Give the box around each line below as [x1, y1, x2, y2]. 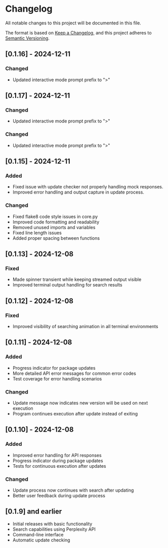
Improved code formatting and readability [12, 219, 100, 225]
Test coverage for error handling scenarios [12, 375, 102, 381]
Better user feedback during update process [12, 492, 105, 498]
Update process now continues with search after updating [12, 487, 134, 493]
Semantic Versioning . [5, 35, 50, 41]
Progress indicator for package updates [12, 365, 96, 371]
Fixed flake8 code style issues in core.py [12, 213, 98, 219]
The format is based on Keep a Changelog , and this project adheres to [5, 29, 152, 36]
